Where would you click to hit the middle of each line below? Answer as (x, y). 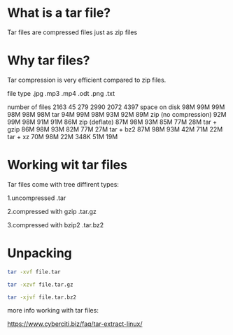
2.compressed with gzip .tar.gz (52, 211)
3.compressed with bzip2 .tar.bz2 (56, 224)
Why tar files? (49, 60)
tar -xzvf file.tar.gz (40, 285)
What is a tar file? (59, 13)
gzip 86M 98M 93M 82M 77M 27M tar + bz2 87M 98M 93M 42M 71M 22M (115, 129)
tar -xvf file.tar (34, 272)
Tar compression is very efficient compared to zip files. (87, 80)
